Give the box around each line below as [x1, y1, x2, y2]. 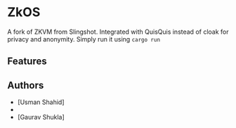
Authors [7, 79, 44, 91]
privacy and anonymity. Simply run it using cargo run [7, 34, 160, 43]
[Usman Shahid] [17, 98, 65, 106]
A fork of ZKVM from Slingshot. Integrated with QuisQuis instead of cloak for [7, 27, 229, 36]
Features [7, 56, 47, 68]
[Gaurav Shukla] [17, 113, 65, 122]
